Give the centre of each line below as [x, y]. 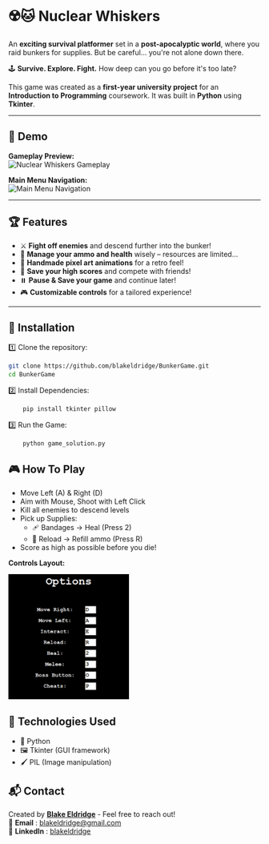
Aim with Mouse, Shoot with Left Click [82, 501]
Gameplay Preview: [41, 156]
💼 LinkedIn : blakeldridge [50, 831]
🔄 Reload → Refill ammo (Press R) [87, 539]
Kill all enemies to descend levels [74, 509]
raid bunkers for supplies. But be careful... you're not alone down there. [126, 52]
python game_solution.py [64, 444]
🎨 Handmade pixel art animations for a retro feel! [102, 263]
